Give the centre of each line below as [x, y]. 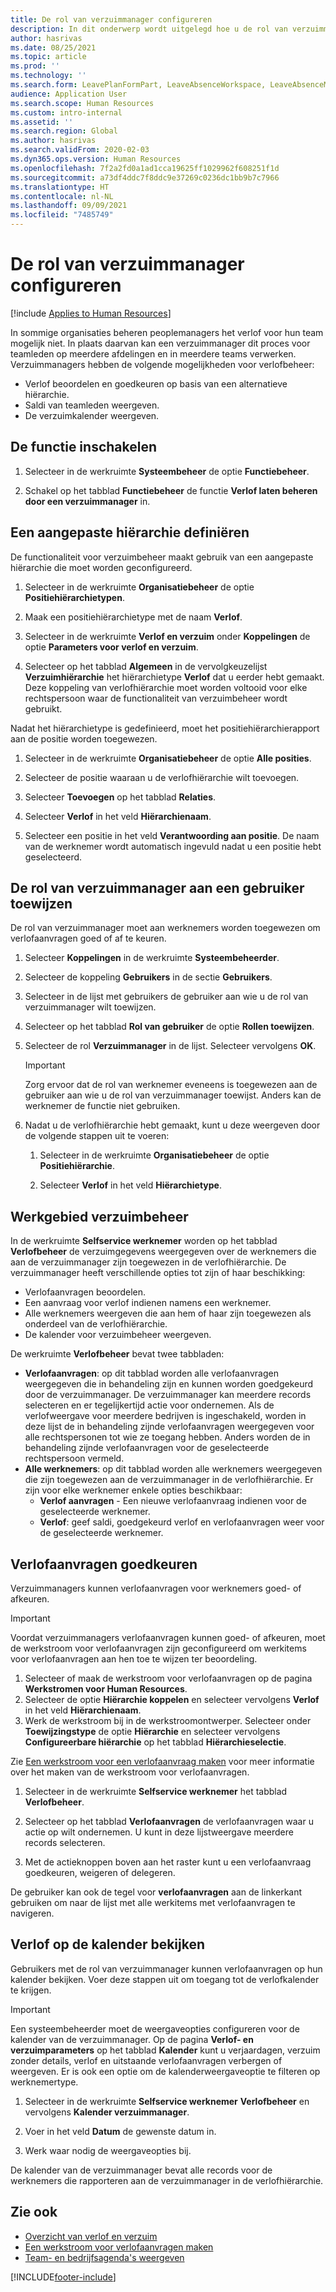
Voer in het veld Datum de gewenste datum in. [120, 2131]
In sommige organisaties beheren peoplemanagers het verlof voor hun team [167, 332]
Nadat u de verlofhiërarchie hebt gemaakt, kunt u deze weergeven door [172, 1125]
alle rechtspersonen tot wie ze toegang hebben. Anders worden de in [167, 1437]
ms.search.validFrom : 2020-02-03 [80, 150]
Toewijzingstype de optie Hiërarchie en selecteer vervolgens [152, 1731]
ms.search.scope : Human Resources [82, 103]
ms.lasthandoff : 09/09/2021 [69, 206]
